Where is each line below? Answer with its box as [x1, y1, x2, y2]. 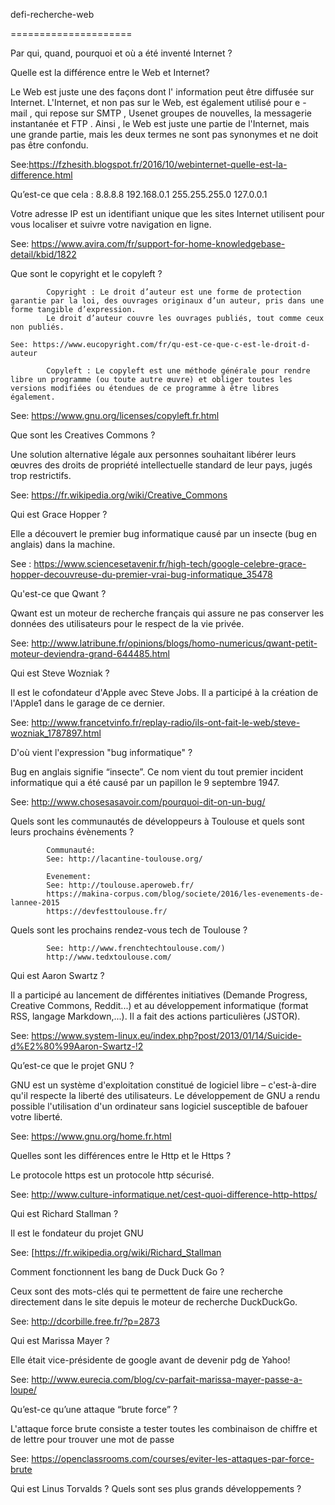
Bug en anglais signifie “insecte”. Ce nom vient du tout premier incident [10, 766, 304, 778]
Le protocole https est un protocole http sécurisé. [10, 1169, 215, 1181]
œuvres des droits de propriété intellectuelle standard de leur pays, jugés [10, 459, 313, 471]
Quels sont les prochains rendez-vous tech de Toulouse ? [10, 924, 248, 936]
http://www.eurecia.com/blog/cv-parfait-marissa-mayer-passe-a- [31, 1374, 303, 1385]
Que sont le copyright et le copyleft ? [10, 268, 163, 279]
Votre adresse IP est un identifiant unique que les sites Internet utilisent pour [10, 208, 325, 219]
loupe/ [10, 1384, 37, 1396]
